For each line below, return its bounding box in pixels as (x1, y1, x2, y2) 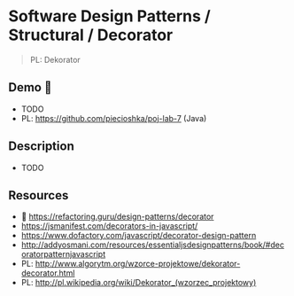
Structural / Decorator (8, 25, 174, 45)
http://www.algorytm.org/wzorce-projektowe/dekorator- (35, 259, 241, 269)
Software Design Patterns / (8, 6, 212, 27)
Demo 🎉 (8, 80, 52, 95)
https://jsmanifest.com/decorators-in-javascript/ (20, 221, 198, 231)
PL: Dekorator (29, 54, 81, 65)
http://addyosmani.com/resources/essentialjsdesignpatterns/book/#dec (20, 239, 285, 250)
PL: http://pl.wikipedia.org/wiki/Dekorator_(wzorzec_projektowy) (20, 277, 257, 288)
